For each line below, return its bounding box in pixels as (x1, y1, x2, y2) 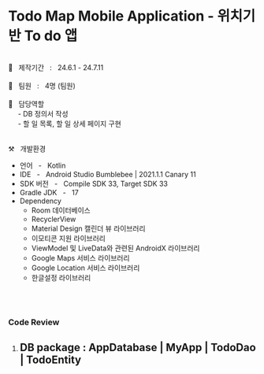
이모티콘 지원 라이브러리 (31, 233, 106, 243)
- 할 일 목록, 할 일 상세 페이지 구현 (17, 119, 122, 128)
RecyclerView (31, 214, 76, 224)
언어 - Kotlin (19, 161, 66, 170)
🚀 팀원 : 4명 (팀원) (8, 80, 76, 91)
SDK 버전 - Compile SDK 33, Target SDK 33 (19, 179, 168, 188)
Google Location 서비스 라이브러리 (31, 263, 140, 272)
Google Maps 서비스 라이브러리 (31, 253, 130, 262)
